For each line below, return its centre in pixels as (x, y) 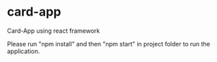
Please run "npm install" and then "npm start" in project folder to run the (108, 44)
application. (24, 51)
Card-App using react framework (54, 31)
